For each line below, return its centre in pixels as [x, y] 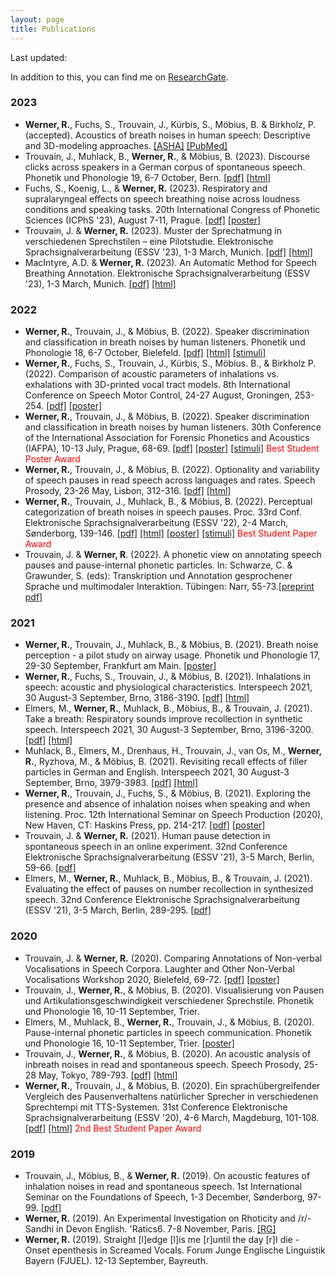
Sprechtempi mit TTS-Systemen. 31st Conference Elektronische [156, 1107]
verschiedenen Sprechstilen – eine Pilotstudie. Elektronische [149, 241]
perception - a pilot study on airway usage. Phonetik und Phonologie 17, [172, 655]
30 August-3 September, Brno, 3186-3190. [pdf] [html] [137, 698]
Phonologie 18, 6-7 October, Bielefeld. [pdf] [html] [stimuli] [145, 353]
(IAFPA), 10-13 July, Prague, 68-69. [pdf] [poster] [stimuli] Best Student [172, 448]
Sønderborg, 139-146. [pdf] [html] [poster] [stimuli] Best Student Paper [171, 533]
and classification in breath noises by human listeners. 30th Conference [173, 427]
